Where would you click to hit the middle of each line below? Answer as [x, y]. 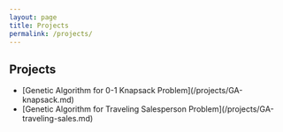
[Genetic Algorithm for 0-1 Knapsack [89, 91]
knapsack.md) [48, 100]
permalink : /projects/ [51, 33]
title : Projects [39, 26]
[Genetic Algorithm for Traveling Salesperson [104, 109]
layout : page [33, 17]
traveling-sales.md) [57, 119]
